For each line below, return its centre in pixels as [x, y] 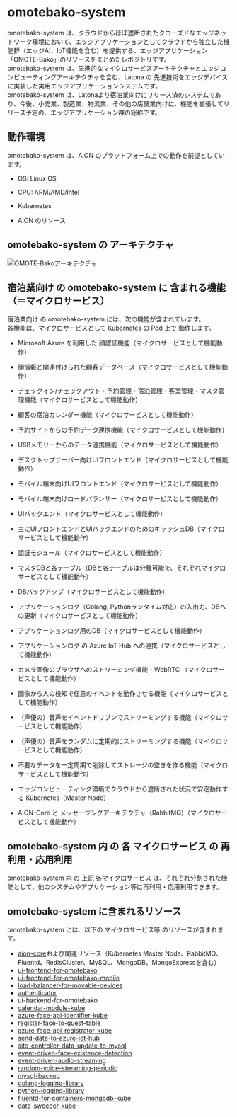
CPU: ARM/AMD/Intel [48, 192]
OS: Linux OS [37, 178]
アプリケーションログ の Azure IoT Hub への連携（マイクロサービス [115, 646]
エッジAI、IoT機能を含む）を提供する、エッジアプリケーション [117, 50]
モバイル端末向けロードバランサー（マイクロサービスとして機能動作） [120, 499]
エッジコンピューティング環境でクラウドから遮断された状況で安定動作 [120, 789]
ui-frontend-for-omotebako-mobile [69, 978]
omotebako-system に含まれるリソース [94, 911]
